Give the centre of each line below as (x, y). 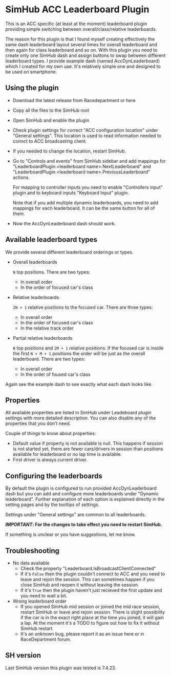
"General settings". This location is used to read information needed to (87, 136)
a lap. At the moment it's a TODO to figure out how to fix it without (90, 623)
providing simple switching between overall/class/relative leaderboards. (81, 29)
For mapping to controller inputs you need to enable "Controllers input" (88, 187)
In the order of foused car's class (55, 374)
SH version (23, 655)
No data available (31, 563)
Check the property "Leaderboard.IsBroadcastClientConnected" (88, 568)
